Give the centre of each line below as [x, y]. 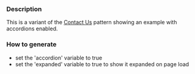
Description [24, 9]
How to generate [31, 44]
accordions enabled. [32, 29]
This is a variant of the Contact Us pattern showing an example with [92, 22]
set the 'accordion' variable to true [59, 58]
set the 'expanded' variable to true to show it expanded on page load [102, 64]
